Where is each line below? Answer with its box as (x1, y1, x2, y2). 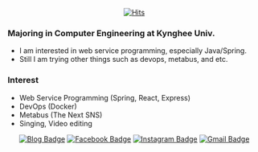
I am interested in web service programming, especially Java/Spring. (18, 46, 247, 55)
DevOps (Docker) (18, 101, 77, 111)
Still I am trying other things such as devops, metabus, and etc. (18, 55, 228, 64)
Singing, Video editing (18, 118, 93, 128)
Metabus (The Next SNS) (18, 109, 103, 120)
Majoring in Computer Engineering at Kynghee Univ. (7, 27, 215, 39)
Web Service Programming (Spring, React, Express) (18, 92, 190, 102)
